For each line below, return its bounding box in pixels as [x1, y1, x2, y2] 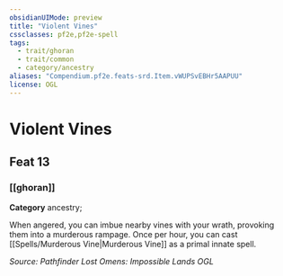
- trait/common [17, 55, 75, 64]
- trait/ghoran [17, 47, 75, 56]
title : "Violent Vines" [9, 22, 99, 31]
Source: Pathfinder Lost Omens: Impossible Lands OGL [9, 255, 214, 266]
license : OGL [9, 80, 58, 89]
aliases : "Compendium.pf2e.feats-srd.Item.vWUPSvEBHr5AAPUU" [9, 72, 243, 81]
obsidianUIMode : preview [9, 13, 102, 22]
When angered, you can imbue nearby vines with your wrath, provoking [9, 219, 275, 230]
